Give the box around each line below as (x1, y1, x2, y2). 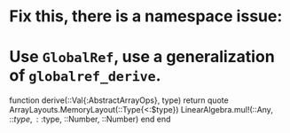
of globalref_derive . (9, 66, 161, 86)
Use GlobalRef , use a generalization (9, 47, 275, 67)
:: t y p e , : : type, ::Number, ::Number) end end (9, 113, 171, 125)
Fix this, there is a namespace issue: (9, 6, 283, 27)
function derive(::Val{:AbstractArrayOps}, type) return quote (9, 95, 229, 106)
